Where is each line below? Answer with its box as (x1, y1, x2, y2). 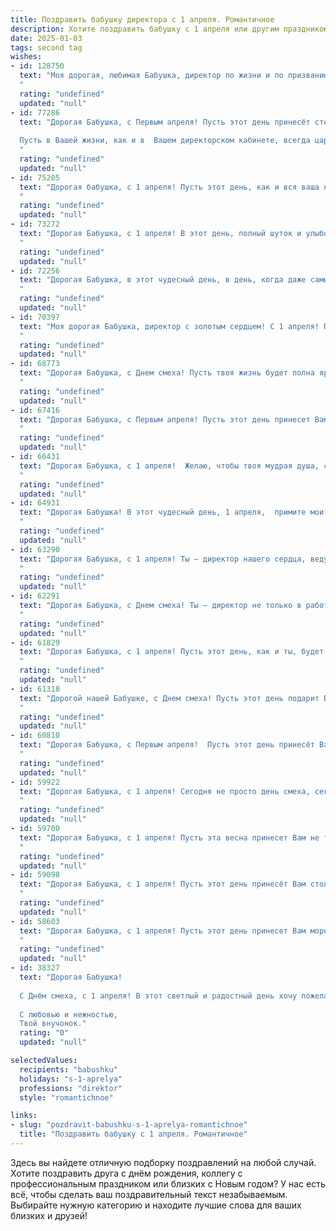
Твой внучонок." (19, 1019, 87, 1029)
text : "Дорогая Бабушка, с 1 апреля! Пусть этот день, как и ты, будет (19, 647, 325, 657)
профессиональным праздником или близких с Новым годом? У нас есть (10, 1177, 326, 1190)
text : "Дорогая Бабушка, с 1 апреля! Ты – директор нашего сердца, (19, 554, 307, 564)
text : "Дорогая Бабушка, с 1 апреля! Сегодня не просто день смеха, (19, 786, 311, 796)
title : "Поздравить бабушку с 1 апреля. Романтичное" (19, 1129, 248, 1140)
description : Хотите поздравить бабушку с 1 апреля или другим (10, 24, 280, 34)
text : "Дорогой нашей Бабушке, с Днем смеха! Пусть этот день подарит (19, 693, 320, 703)
